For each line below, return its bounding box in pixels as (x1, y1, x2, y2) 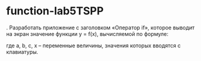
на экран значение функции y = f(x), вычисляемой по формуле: (6, 30, 169, 37)
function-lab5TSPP (6, 4, 104, 18)
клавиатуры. (6, 48, 39, 55)
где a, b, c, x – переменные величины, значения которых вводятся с (6, 42, 181, 49)
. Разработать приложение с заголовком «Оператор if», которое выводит (6, 24, 195, 31)
